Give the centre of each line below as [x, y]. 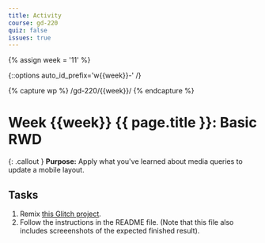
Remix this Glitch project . [60, 214]
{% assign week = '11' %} [49, 60]
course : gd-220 [33, 23]
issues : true [30, 38]
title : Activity [35, 15]
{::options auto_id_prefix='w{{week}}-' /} [75, 75]
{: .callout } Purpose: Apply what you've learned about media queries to [125, 161]
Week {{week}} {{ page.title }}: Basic [132, 123]
